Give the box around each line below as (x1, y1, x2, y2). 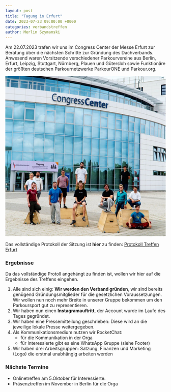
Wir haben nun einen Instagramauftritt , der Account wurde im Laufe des (12, 308, 166, 314)
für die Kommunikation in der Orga (20, 335, 93, 341)
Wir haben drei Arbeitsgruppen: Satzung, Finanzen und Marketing (12, 346, 151, 352)
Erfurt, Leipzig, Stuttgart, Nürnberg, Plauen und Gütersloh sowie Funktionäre (5, 61, 166, 67)
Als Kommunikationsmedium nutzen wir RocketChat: (12, 329, 123, 336)
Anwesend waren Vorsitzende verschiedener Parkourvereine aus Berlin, (5, 55, 156, 61)
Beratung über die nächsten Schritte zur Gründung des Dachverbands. (5, 50, 154, 56)
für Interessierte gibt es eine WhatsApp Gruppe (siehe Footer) (20, 340, 150, 346)
